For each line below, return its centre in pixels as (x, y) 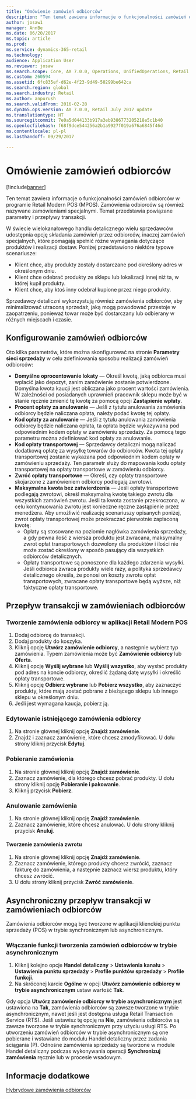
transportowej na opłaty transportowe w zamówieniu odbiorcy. (90, 469)
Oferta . (23, 660)
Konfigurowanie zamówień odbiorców (77, 338)
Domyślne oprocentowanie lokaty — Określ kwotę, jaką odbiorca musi (100, 376)
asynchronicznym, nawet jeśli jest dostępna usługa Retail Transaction (90, 1014)
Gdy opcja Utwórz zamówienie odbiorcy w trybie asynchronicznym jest (94, 1001)
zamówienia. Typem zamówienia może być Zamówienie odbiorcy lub (98, 654)
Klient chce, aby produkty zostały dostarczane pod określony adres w (98, 265)
